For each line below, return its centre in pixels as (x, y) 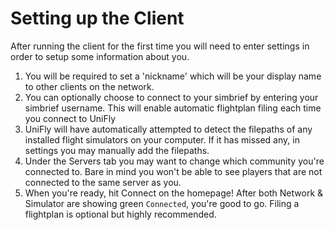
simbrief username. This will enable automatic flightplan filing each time (173, 108)
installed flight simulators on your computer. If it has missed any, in (162, 139)
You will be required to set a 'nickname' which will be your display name (173, 76)
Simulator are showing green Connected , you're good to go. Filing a (162, 203)
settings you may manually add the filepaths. (117, 150)
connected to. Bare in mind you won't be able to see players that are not (173, 171)
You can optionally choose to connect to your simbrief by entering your (171, 97)
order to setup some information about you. (100, 56)
